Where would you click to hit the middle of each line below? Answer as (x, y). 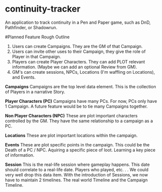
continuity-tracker (43, 9)
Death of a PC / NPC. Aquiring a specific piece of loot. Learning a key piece (80, 150)
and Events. (24, 77)
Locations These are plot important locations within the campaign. (71, 135)
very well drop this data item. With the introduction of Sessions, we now (77, 175)
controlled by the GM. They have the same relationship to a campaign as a (79, 121)
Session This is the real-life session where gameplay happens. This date (77, 164)
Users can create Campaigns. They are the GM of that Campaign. (77, 46)
